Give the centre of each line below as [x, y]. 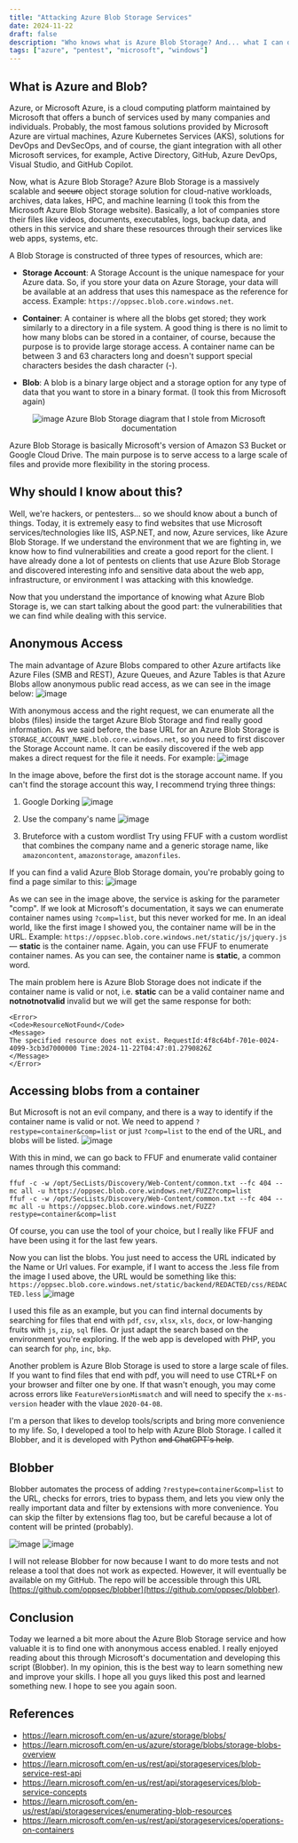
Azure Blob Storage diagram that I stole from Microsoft [166, 418]
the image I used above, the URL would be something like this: [123, 1276]
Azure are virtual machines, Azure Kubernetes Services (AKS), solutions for [147, 136]
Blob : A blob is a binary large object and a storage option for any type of [154, 382]
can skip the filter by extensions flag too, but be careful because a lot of [141, 1517]
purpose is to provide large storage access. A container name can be [148, 346]
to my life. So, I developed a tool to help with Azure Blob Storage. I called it [145, 1430]
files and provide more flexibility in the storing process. [110, 464]
